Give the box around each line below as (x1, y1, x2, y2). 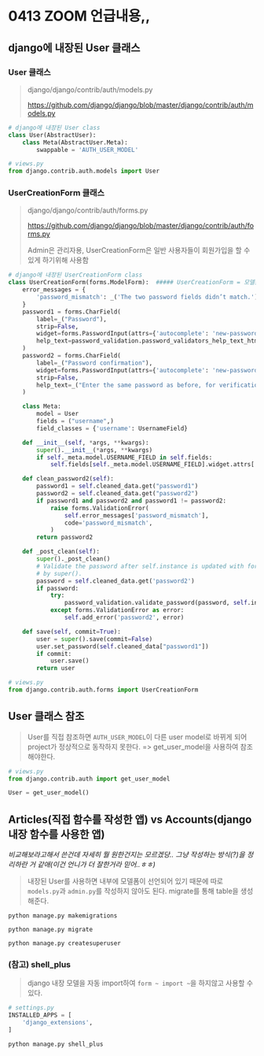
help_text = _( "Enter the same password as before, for (36, 381, 216, 389)
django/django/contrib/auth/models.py (27, 84, 153, 94)
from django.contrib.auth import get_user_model (8, 775, 170, 783)
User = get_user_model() (8, 789, 90, 797)
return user (36, 665, 76, 673)
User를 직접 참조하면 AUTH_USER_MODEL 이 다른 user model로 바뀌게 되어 (27, 732, 247, 741)
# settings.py (8, 1004, 55, 1012)
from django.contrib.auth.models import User (8, 167, 159, 176)
